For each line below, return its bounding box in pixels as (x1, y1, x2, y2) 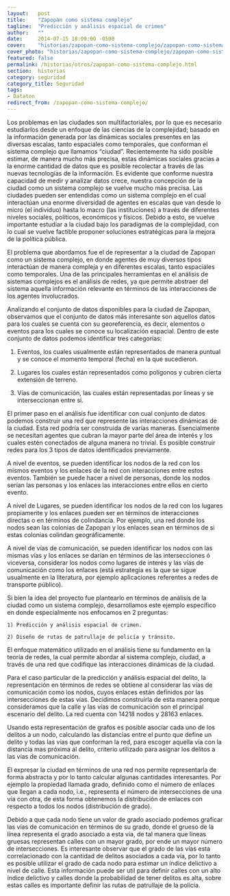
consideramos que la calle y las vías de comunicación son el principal (7, 703, 204, 711)
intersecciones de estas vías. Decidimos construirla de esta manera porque (7, 695, 220, 703)
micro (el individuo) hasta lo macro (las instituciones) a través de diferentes (7, 205, 220, 213)
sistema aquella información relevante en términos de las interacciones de (7, 284, 217, 292)
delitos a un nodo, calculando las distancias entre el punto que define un (7, 730, 212, 738)
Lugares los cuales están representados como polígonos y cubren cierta (16, 368, 222, 376)
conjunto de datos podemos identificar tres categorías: (7, 334, 162, 342)
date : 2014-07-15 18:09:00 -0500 (7, 36, 115, 43)
